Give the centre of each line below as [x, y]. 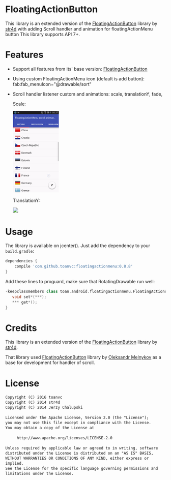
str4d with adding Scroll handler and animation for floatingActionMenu [79, 28]
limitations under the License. [39, 474]
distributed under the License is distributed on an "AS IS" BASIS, [79, 454]
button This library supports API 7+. [43, 34]
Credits [21, 328]
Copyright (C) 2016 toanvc [34, 398]
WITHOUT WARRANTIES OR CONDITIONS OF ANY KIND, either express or [77, 459]
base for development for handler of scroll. [50, 363]
